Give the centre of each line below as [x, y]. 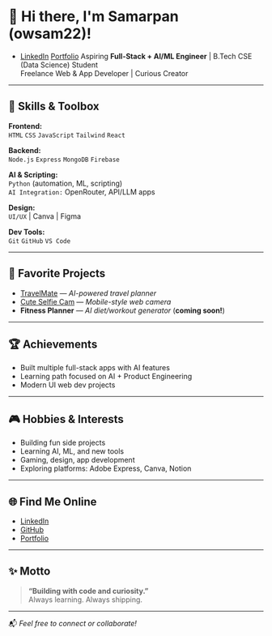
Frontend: [25, 126]
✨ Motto [30, 572]
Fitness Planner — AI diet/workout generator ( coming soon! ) [122, 310]
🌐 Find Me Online [53, 502]
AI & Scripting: [33, 174]
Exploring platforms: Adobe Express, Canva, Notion [106, 468]
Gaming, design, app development [77, 460]
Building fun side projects [63, 443]
